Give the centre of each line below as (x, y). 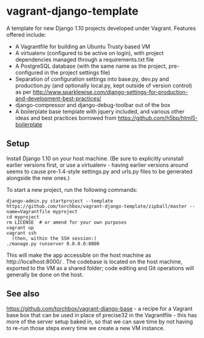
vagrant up (20, 227)
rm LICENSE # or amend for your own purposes (67, 222)
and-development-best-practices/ (58, 98)
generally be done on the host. (45, 274)
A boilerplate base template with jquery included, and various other (100, 111)
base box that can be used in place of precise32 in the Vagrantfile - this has (102, 315)
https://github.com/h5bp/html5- (158, 118)
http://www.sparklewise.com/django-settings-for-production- (110, 92)
